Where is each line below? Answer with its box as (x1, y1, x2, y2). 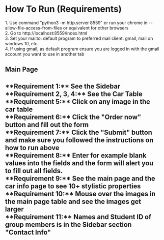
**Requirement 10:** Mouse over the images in (5, 189, 156, 198)
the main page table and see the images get (5, 197, 141, 206)
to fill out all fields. (5, 166, 63, 175)
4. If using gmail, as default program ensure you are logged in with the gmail (5, 46, 160, 52)
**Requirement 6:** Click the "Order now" (5, 113, 141, 121)
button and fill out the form (5, 120, 89, 129)
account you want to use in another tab (5, 51, 84, 57)
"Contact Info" (5, 228, 51, 237)
